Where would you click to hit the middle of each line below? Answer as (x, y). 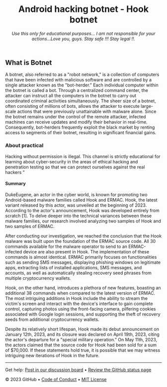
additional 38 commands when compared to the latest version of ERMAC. (80, 293)
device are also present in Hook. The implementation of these (86, 251)
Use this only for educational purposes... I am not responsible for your (83, 33)
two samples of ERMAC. (30, 226)
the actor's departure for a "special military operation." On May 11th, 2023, (81, 339)
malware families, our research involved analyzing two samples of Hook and (83, 221)
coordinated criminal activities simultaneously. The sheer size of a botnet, (81, 101)
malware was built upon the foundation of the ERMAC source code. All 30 (81, 241)
